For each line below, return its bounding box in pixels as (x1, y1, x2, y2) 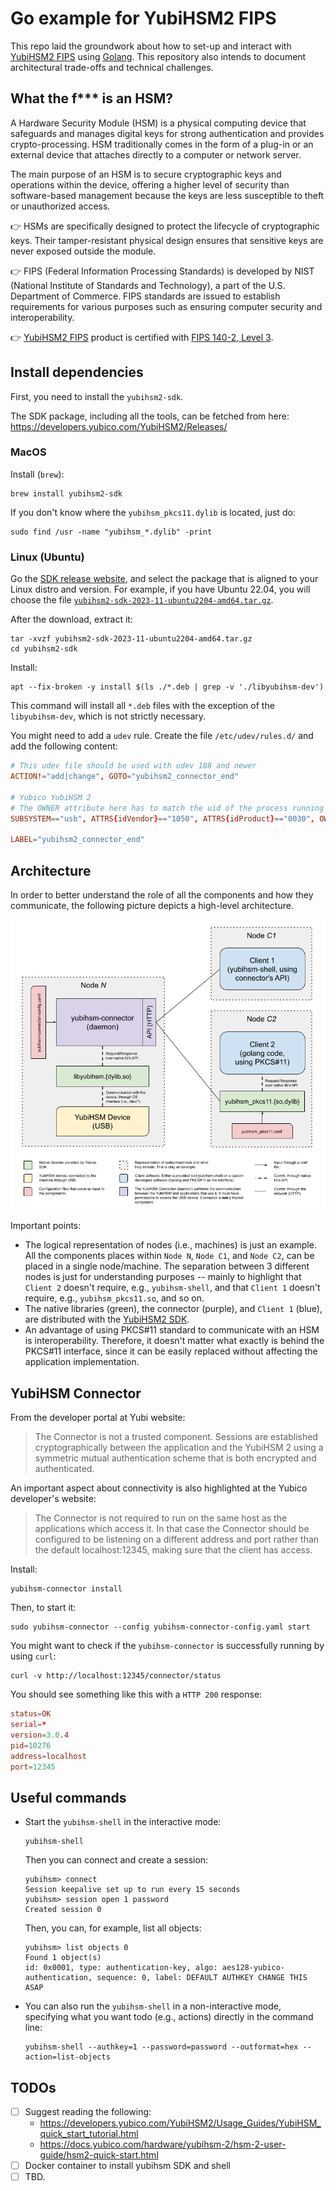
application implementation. (24, 1356, 140, 1368)
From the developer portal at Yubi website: (10, 1412, 186, 1424)
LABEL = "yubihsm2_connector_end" (10, 835, 145, 845)
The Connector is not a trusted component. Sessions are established (34, 1431, 318, 1443)
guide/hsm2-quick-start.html (39, 2149, 159, 2161)
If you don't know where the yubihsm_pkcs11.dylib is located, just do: (10, 506, 296, 518)
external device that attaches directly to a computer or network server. (10, 148, 302, 161)
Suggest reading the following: (24, 2106, 152, 2118)
